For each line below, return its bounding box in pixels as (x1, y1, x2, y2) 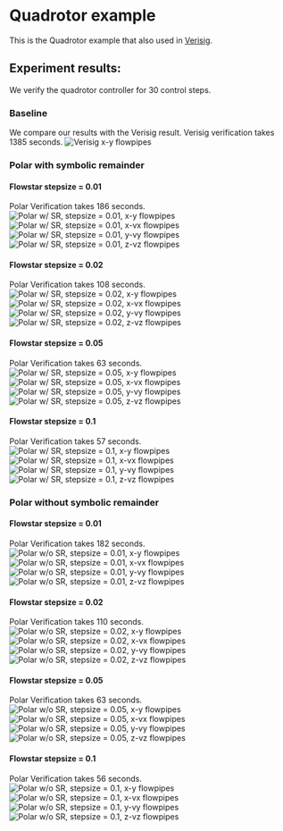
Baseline (9, 106, 48, 119)
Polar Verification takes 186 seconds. (9, 201, 146, 212)
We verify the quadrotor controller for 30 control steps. (9, 84, 212, 95)
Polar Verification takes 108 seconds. (9, 279, 146, 290)
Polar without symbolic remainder (9, 496, 160, 508)
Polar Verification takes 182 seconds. (9, 538, 146, 549)
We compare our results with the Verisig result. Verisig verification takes (9, 127, 275, 138)
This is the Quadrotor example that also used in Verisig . (9, 35, 212, 46)
